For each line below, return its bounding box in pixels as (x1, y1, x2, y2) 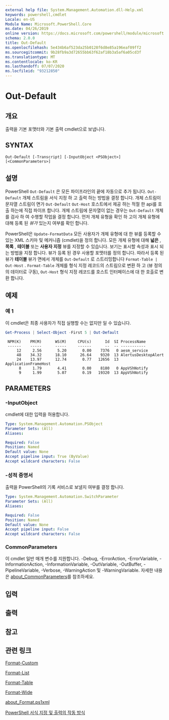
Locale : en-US (5, 17, 35, 22)
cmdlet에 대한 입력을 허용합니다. (5, 411, 70, 417)
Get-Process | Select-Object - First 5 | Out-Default (5, 330, 119, 335)
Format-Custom (5, 660, 38, 666)
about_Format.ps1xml (5, 699, 50, 705)
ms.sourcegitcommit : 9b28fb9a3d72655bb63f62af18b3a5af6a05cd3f (5, 50, 142, 55)
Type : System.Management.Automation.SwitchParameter (5, 494, 119, 499)
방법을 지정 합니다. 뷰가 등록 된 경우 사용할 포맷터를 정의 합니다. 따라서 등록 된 (10, 249, 164, 256)
